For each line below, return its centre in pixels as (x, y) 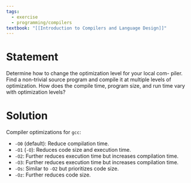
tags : (13, 11)
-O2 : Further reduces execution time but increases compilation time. (97, 156)
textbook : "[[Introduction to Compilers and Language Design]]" (86, 28)
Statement (32, 57)
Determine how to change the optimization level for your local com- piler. (95, 74)
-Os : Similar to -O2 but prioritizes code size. (67, 169)
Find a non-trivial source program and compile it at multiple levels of (89, 79)
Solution (27, 116)
